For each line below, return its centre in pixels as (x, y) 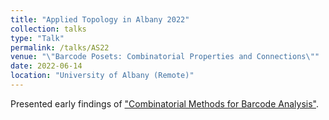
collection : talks (48, 29)
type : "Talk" (37, 38)
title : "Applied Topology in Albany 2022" (100, 19)
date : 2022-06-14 (46, 66)
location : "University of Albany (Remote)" (102, 76)
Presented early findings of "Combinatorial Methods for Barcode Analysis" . (164, 103)
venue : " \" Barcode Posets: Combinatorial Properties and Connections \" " (165, 57)
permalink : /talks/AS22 (60, 47)
